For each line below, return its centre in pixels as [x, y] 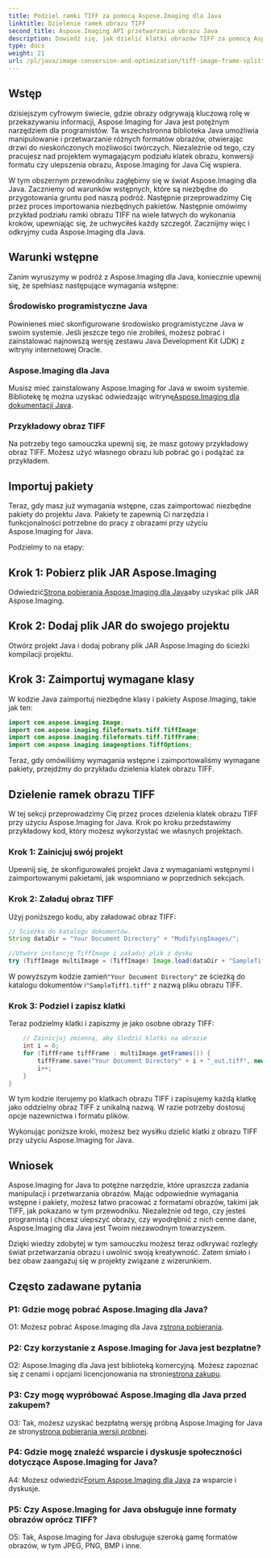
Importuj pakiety [51, 486]
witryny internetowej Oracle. [55, 349]
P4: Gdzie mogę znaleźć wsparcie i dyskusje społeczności [125, 1452]
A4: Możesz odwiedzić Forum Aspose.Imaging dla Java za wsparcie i [122, 1480]
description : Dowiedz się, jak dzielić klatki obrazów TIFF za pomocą [129, 38]
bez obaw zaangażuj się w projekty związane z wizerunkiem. [110, 1261]
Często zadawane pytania [75, 1286]
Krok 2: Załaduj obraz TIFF [61, 899]
